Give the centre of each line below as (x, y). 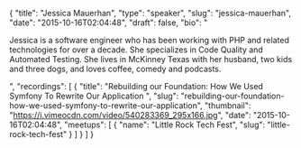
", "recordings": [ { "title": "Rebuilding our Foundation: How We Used (137, 86)
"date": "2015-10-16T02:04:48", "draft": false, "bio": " (109, 23)
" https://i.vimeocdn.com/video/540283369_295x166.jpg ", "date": (130, 115)
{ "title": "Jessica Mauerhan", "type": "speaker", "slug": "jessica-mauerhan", (150, 13)
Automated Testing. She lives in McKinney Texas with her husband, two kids (151, 59)
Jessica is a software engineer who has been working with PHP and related (150, 40)
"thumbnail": (228, 106)
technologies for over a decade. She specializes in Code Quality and (136, 50)
